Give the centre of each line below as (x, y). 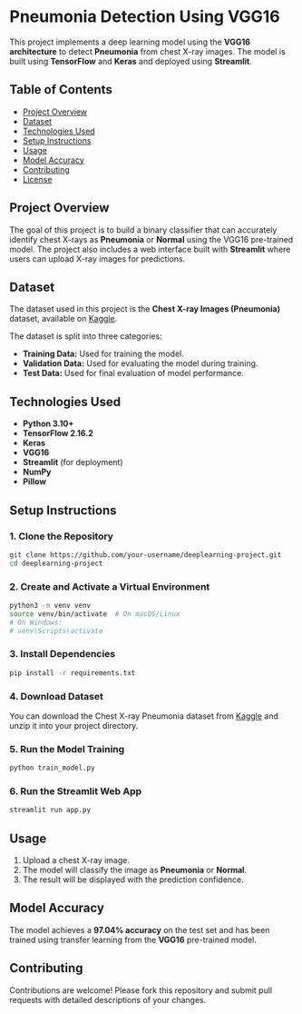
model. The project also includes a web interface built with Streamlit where (150, 249)
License (37, 179)
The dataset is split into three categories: (86, 336)
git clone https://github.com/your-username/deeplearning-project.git (146, 555)
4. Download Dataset (57, 696)
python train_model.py (52, 768)
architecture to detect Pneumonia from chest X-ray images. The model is (147, 51)
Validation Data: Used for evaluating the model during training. (140, 363)
